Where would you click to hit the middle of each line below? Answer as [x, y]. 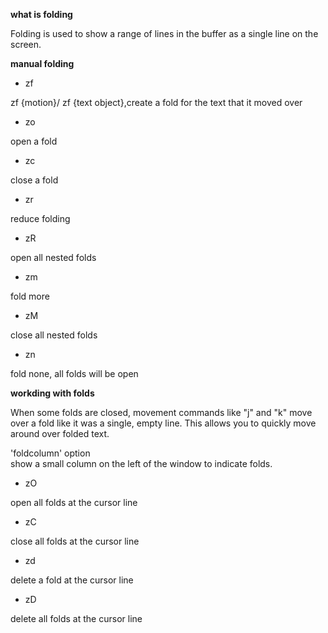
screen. [26, 44]
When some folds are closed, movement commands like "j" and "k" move [161, 412]
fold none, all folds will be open [74, 373]
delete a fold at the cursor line [72, 580]
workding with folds [52, 393]
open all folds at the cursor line [74, 502]
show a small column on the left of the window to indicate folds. [141, 463]
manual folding [42, 63]
